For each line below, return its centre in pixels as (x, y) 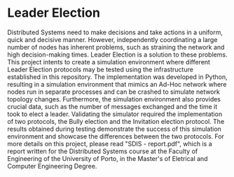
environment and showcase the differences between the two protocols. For (116, 136)
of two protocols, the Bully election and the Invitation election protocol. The (116, 121)
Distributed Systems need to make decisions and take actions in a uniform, (115, 32)
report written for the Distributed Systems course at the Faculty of (103, 151)
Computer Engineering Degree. (52, 166)
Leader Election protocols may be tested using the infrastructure (101, 69)
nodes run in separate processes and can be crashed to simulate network (114, 92)
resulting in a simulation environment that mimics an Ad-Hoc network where (117, 84)
